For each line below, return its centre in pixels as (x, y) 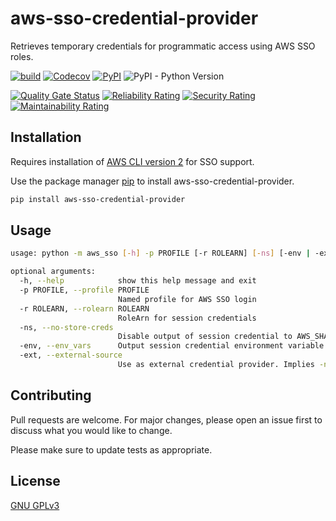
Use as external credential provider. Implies (216, 365)
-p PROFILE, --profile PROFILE (84, 290)
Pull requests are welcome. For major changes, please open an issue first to (166, 419)
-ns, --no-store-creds (66, 327)
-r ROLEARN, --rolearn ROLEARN (84, 308)
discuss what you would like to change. (91, 430)
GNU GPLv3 (35, 505)
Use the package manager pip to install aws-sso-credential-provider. (152, 181)
